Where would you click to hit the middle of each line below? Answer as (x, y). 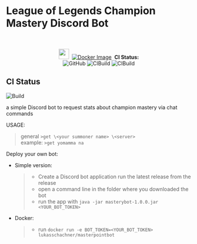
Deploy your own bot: (32, 154)
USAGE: (16, 125)
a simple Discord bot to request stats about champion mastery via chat (92, 107)
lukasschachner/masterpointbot (76, 235)
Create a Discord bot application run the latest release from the (114, 177)
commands (20, 113)
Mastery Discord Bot (57, 23)
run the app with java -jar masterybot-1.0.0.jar (98, 201)
